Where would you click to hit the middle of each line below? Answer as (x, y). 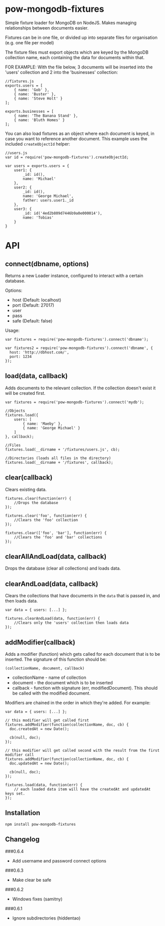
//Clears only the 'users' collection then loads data (71, 623)
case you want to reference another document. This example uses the (76, 138)
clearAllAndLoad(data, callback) (56, 557)
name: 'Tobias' (38, 218)
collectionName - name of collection (49, 677)
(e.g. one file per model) (30, 42)
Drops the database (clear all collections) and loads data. (63, 568)
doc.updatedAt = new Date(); (39, 764)
